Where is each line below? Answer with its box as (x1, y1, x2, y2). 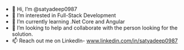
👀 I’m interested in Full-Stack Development (11, 12, 116, 19)
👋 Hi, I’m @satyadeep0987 (11, 6, 77, 12)
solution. (11, 31, 33, 38)
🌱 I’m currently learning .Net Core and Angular (11, 18, 125, 25)
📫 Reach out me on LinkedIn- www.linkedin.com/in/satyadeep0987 (11, 37, 178, 44)
